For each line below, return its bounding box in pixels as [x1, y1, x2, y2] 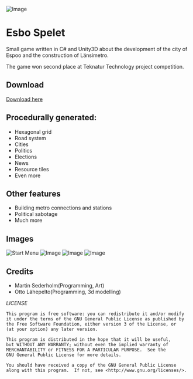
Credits [6, 266, 34, 276]
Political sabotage [14, 211, 58, 218]
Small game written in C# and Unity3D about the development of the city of [6, 45, 188, 52]
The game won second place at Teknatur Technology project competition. [6, 63, 184, 70]
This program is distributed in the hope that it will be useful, [6, 337, 171, 343]
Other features [6, 188, 61, 199]
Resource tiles [14, 165, 49, 172]
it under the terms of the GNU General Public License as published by [6, 316, 184, 322]
